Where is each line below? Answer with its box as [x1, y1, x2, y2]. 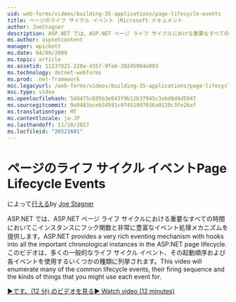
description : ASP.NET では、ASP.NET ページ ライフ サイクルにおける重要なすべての [7, 29, 230, 37]
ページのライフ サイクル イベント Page [7, 160, 227, 176]
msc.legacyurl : [7, 82, 52, 89]
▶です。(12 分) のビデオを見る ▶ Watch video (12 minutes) [7, 287, 176, 296]
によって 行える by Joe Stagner [7, 199, 94, 208]
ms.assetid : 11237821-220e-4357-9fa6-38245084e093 [7, 63, 159, 70]
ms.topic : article [7, 56, 61, 63]
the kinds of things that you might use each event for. [7, 273, 162, 281]
